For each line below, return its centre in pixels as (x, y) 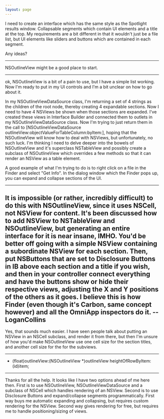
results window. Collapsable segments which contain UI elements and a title (81, 29)
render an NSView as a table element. (43, 158)
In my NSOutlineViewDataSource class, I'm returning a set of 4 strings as (78, 101)
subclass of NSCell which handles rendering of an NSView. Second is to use (82, 391)
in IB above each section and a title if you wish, (78, 267)
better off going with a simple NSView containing (81, 244)
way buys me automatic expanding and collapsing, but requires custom (77, 401)
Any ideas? (16, 54)
